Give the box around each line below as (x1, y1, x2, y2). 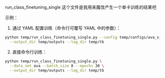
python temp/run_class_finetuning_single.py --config (5, 35, 118, 40)
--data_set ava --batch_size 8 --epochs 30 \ (9, 63, 105, 68)
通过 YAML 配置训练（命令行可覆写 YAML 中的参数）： (12, 25, 121, 31)
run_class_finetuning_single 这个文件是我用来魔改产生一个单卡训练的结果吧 (5, 4, 157, 10)
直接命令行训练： (12, 49, 47, 55)
